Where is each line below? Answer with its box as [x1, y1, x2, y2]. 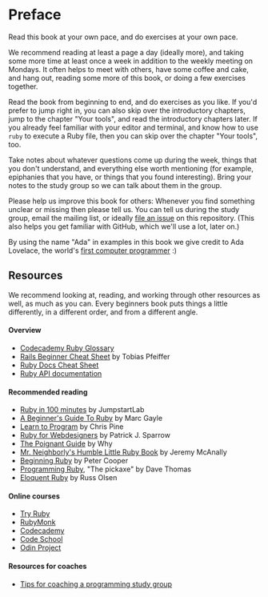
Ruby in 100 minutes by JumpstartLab [19, 405, 145, 415]
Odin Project [19, 543, 62, 553]
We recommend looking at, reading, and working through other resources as [8, 290, 261, 299]
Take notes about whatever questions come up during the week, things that [8, 154, 258, 165]
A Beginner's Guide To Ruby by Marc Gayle [19, 414, 162, 423]
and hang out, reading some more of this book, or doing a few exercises [8, 73, 246, 82]
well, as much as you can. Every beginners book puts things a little [8, 298, 228, 308]
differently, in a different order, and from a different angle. [8, 307, 198, 317]
